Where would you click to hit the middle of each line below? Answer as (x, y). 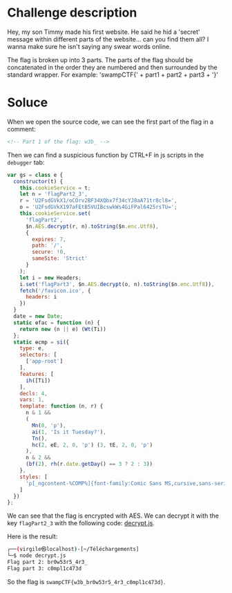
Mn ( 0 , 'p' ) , (49, 425)
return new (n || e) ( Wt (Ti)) (63, 329)
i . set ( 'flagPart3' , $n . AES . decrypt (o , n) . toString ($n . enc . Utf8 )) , (117, 284)
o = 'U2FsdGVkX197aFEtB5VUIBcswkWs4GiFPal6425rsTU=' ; (98, 207)
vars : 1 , (32, 400)
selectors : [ (38, 355)
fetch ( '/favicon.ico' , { (55, 291)
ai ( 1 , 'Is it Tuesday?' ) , (69, 432)
